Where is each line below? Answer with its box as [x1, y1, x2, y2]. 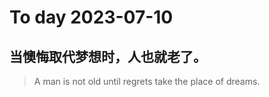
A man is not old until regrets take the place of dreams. [33, 76, 261, 87]
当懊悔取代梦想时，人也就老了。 [9, 48, 207, 65]
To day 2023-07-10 [9, 6, 174, 29]
